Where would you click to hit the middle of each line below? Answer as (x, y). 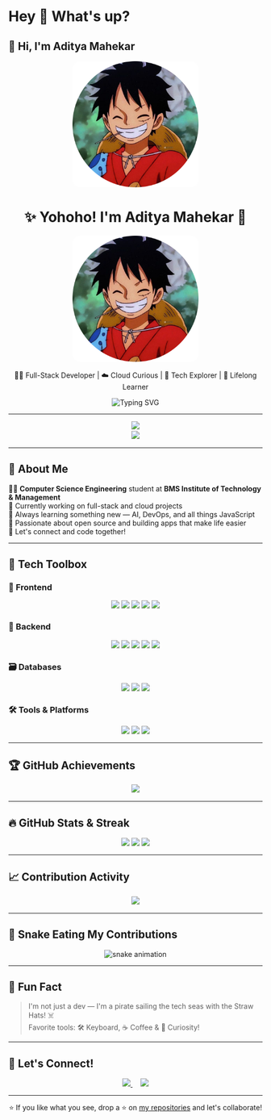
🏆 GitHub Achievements (72, 765)
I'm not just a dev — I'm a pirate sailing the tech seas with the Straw (141, 1006)
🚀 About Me (38, 469)
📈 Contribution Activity (69, 878)
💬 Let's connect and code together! (67, 531)
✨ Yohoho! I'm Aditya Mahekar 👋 (135, 217)
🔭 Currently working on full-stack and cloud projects (96, 506)
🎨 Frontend (30, 587)
